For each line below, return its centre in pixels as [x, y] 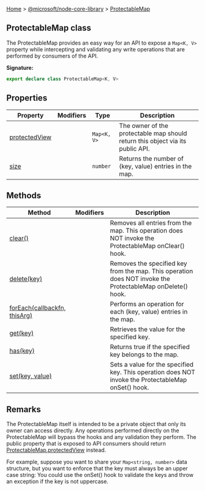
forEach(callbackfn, [38, 308]
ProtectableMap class [49, 28]
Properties [27, 98]
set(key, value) [31, 376]
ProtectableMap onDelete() [149, 287]
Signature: [20, 67]
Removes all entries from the [151, 223]
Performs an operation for [147, 304]
